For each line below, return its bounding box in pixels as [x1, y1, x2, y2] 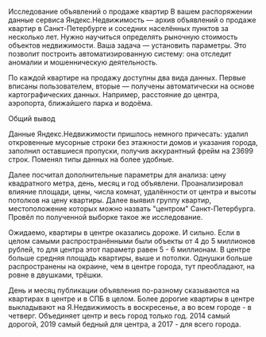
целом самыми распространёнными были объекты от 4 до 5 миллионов [8, 237, 256, 245]
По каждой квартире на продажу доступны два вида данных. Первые [8, 73, 246, 82]
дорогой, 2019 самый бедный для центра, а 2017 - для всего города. [8, 319, 241, 329]
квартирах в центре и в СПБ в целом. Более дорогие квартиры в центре [8, 294, 255, 304]
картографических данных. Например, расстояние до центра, [8, 90, 220, 99]
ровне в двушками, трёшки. [8, 270, 103, 280]
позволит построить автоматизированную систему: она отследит [8, 49, 232, 58]
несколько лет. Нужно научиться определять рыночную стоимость [8, 32, 238, 41]
